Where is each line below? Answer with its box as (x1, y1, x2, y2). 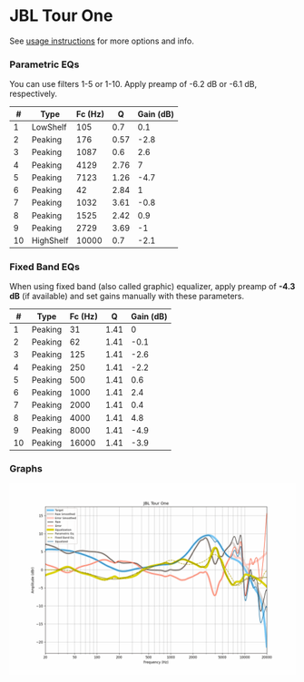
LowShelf (31, 122, 67, 132)
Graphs (9, 463, 43, 475)
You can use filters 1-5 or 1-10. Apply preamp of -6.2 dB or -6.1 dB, (9, 79, 258, 90)
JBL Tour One (9, 5, 113, 26)
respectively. (9, 88, 57, 100)
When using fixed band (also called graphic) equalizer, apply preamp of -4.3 (9, 281, 296, 292)
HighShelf (31, 235, 69, 246)
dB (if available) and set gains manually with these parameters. (9, 291, 245, 302)
